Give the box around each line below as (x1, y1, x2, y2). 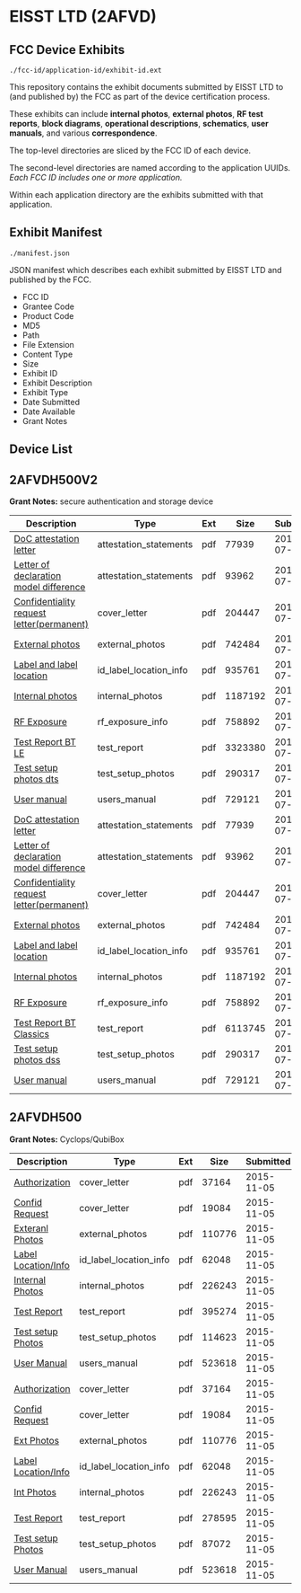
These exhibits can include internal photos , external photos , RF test (9, 109, 264, 119)
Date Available (21, 406, 76, 417)
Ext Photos (13, 1434, 60, 1447)
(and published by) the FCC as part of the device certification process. (9, 92, 271, 102)
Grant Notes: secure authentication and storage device (9, 496, 213, 507)
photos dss (13, 1054, 61, 1066)
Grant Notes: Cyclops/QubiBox (9, 1134, 125, 1145)
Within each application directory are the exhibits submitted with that (9, 190, 264, 199)
